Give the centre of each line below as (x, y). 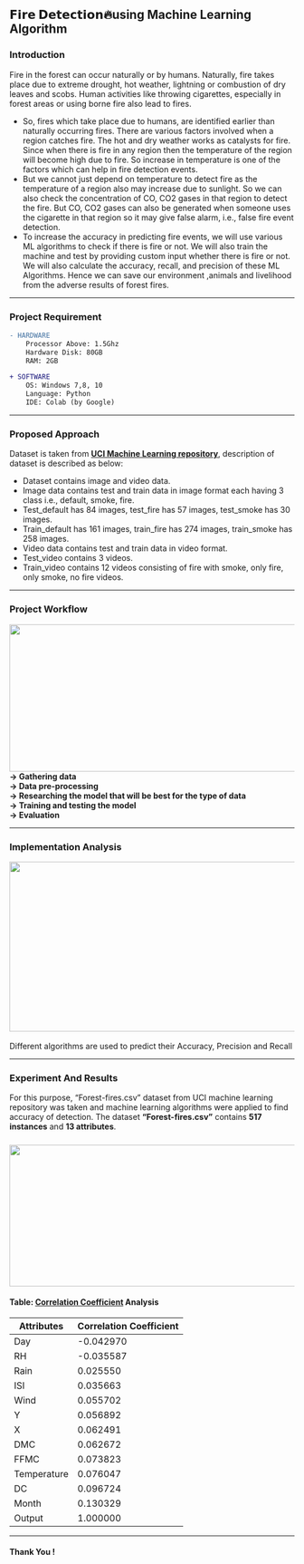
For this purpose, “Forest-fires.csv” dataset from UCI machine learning (141, 1098)
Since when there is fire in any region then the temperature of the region (157, 150)
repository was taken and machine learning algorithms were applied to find (149, 1107)
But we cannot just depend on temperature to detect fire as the (140, 179)
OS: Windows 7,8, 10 (64, 386)
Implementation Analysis (66, 846)
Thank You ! (33, 1552)
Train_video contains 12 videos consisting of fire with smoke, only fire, (153, 568)
